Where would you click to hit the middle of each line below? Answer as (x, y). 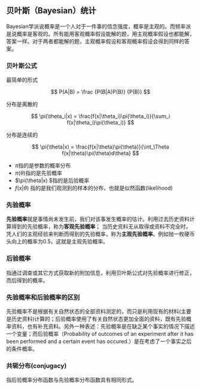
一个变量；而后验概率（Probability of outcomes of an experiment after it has (100, 334)
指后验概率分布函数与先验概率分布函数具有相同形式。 (72, 380)
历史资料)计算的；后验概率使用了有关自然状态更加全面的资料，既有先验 (99, 319)
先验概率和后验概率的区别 (43, 297)
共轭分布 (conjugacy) (36, 366)
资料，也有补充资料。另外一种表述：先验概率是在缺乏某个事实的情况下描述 (103, 326)
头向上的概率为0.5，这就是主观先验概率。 (57, 242)
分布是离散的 (22, 104)
